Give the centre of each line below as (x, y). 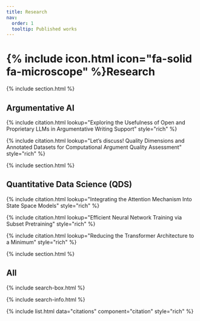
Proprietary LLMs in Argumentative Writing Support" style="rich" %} (92, 129)
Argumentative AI (40, 108)
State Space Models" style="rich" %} (53, 205)
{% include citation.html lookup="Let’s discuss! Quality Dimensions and (95, 141)
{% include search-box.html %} (46, 288)
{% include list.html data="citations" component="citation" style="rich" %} (100, 311)
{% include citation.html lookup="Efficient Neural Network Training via (94, 217)
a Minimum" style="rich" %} (42, 242)
